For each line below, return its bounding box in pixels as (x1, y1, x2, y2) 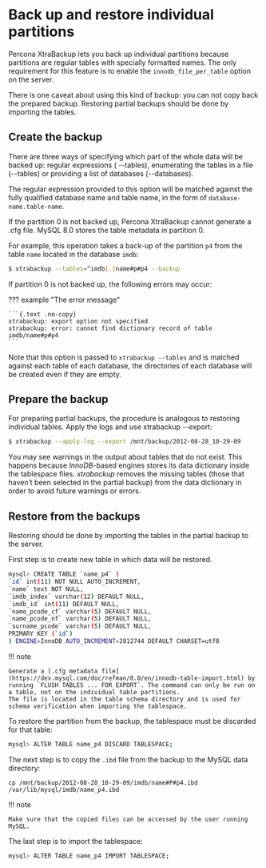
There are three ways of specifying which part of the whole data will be (8, 151, 244, 161)
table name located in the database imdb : (8, 249, 139, 259)
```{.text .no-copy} (8, 310, 77, 318)
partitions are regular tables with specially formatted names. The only (8, 58, 237, 67)
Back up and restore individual (8, 6, 214, 24)
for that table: (8, 725, 54, 734)
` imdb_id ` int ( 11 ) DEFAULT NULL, (8, 600, 120, 608)
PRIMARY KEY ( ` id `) (8, 630, 73, 638)
